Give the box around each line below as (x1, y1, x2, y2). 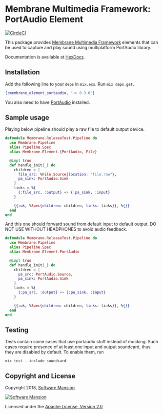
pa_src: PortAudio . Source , (18, 272, 73, 276)
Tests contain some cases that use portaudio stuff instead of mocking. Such (5, 339, 159, 345)
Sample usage (5, 114, 50, 122)
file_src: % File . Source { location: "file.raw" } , (18, 172, 117, 177)
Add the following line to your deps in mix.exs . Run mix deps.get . (5, 81, 134, 87)
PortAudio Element (5, 14, 83, 25)
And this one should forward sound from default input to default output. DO (5, 221, 157, 227)
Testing (5, 326, 29, 334)
